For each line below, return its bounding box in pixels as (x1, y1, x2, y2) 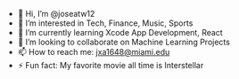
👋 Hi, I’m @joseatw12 (17, 9, 95, 19)
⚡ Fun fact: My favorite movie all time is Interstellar (17, 60, 204, 70)
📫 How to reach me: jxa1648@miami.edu (17, 47, 170, 57)
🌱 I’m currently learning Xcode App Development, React (17, 28, 223, 37)
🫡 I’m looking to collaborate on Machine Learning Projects (17, 36, 230, 47)
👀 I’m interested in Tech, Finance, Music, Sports (17, 18, 194, 28)
